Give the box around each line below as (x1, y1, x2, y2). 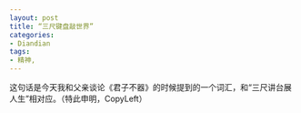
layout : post (9, 13, 59, 23)
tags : (9, 47, 30, 56)
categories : (9, 30, 55, 39)
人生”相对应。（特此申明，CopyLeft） (9, 93, 147, 104)
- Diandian (9, 38, 51, 48)
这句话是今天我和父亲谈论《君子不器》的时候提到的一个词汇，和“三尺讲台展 (9, 82, 293, 92)
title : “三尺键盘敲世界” (9, 22, 94, 31)
